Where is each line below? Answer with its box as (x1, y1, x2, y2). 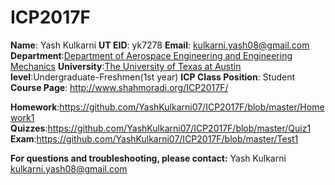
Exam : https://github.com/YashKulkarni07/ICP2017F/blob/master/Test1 (10, 132, 299, 145)
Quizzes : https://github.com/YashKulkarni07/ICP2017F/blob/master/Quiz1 (10, 122, 312, 134)
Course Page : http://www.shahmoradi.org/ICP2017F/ (10, 81, 229, 93)
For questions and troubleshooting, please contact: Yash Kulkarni (10, 152, 287, 164)
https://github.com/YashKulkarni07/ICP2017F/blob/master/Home (59, 101, 325, 113)
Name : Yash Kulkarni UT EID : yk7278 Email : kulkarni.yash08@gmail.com (10, 39, 310, 51)
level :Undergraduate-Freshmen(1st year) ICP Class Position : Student (10, 71, 296, 83)
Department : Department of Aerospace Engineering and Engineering (10, 49, 293, 61)
